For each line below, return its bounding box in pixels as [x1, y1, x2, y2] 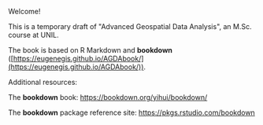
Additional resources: [8, 78, 77, 86]
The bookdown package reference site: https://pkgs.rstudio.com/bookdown [8, 108, 256, 117]
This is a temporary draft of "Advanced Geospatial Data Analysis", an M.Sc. [8, 22, 252, 31]
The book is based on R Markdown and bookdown [8, 46, 173, 54]
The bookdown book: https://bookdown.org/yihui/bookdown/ [8, 93, 208, 101]
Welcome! [8, 7, 41, 16]
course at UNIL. [8, 31, 59, 39]
